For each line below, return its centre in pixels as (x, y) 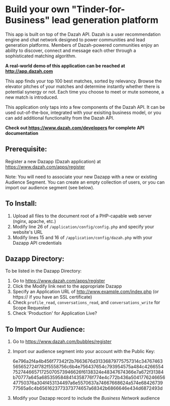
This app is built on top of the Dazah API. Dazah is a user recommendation (83, 34)
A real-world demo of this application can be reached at (65, 66)
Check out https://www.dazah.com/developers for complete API (75, 128)
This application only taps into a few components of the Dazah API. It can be (85, 107)
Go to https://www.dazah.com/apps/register (59, 281)
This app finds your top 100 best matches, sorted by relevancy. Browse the (84, 81)
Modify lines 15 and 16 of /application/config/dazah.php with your (82, 237)
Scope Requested (31, 308)
